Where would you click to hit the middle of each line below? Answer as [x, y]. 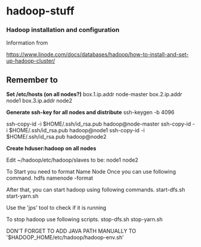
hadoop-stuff [40, 11]
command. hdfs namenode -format [50, 178]
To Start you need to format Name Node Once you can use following [91, 172]
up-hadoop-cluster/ [31, 61]
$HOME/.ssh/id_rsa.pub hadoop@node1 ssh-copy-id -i [77, 130]
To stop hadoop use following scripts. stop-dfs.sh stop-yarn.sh [85, 219]
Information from [27, 43]
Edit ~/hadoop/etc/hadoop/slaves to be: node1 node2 [72, 160]
